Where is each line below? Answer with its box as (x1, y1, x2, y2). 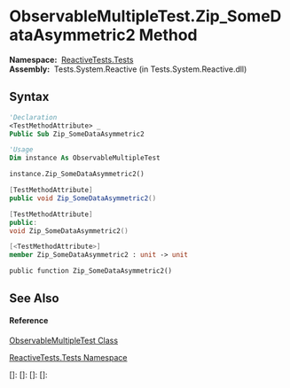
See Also (9, 291, 59, 306)
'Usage (9, 145, 34, 154)
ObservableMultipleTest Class (9, 335, 118, 345)
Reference (9, 315, 49, 326)
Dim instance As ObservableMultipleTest (9, 153, 161, 163)
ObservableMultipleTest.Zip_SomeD (9, 6, 282, 27)
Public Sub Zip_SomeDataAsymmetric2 (9, 129, 145, 138)
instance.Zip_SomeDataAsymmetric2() (9, 170, 145, 179)
